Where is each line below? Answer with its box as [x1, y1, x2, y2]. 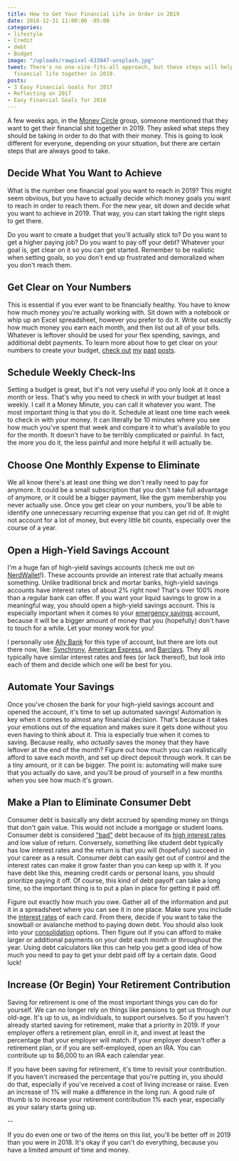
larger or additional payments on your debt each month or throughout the [7, 936, 223, 944]
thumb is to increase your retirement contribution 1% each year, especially [7, 1095, 225, 1103]
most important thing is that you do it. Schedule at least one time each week [7, 408, 230, 417]
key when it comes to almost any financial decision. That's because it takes [7, 715, 228, 724]
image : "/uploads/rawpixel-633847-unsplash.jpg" [7, 57, 154, 64]
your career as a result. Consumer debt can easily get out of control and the [7, 853, 230, 862]
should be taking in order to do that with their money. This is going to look [7, 131, 224, 140]
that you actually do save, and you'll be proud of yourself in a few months [7, 768, 223, 776]
